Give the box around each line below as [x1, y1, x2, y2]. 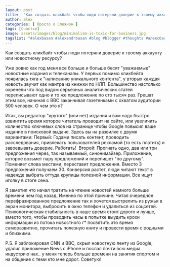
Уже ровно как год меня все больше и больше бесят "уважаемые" [5, 64, 151, 71]
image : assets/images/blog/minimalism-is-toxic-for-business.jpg [5, 31, 146, 36]
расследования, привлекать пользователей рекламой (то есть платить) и [5, 139, 165, 145]
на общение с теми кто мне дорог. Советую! [5, 256, 102, 262]
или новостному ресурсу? [5, 55, 62, 61]
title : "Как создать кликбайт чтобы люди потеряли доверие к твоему [5, 12, 155, 17]
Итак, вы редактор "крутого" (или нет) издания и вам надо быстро [5, 112, 150, 118]
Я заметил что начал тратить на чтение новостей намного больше [5, 187, 149, 193]
